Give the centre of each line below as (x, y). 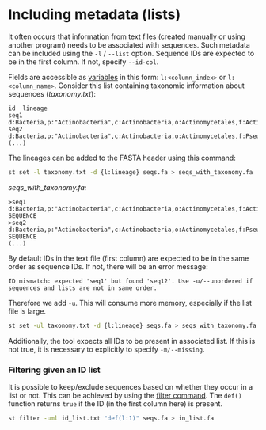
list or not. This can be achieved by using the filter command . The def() (125, 395)
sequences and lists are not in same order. (83, 288)
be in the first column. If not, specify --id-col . (84, 62)
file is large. (27, 311)
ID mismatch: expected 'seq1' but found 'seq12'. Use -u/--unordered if (131, 281)
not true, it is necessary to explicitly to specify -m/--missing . (106, 349)
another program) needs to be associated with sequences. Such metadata (129, 44)
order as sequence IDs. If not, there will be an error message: (108, 266)
